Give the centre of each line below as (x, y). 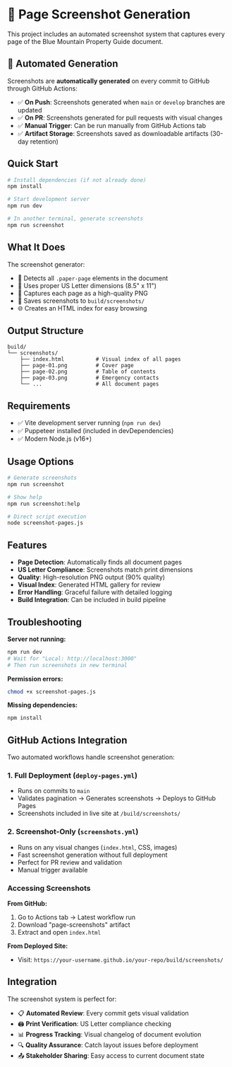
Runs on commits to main (54, 791)
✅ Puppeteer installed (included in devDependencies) (96, 431)
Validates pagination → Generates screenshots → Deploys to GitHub (117, 798)
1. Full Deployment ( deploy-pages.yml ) (72, 775)
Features (27, 545)
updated (30, 110)
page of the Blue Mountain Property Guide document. (85, 41)
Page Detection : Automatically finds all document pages (99, 563)
